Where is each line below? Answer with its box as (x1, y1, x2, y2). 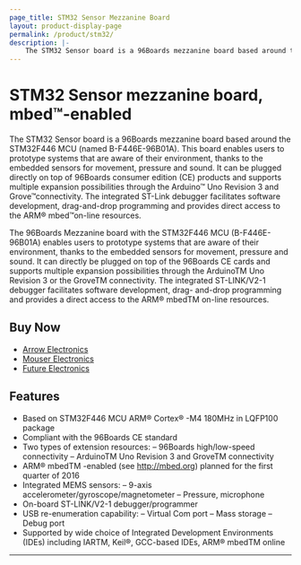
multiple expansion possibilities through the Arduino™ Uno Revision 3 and (9, 181, 279, 193)
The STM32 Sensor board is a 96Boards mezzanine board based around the (9, 134, 291, 144)
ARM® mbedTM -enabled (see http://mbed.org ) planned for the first (21, 460, 273, 471)
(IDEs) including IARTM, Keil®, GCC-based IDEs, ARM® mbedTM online (21, 536, 286, 547)
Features (9, 389, 60, 404)
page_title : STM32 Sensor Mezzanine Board (9, 13, 170, 22)
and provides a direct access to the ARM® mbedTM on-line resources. (9, 294, 270, 305)
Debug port (21, 517, 65, 528)
